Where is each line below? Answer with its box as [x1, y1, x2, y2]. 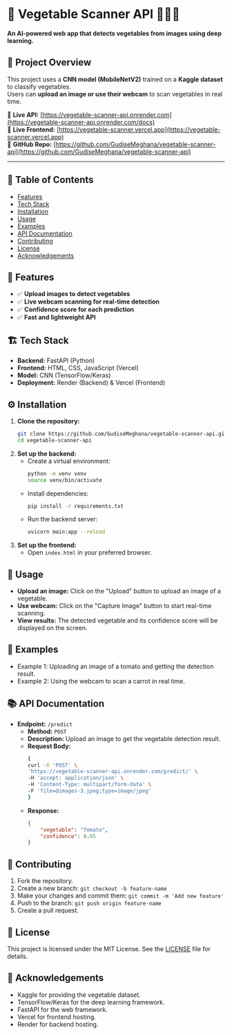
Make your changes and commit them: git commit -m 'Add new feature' [17, 892, 224, 900]
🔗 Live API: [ [7, 110, 43, 119]
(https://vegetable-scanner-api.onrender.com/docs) [7, 118, 155, 126]
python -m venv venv [27, 470, 87, 477]
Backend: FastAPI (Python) [17, 356, 95, 365]
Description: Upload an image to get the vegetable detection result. [27, 734, 221, 742]
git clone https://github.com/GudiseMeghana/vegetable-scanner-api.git [17, 430, 228, 437]
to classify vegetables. [7, 82, 71, 91]
